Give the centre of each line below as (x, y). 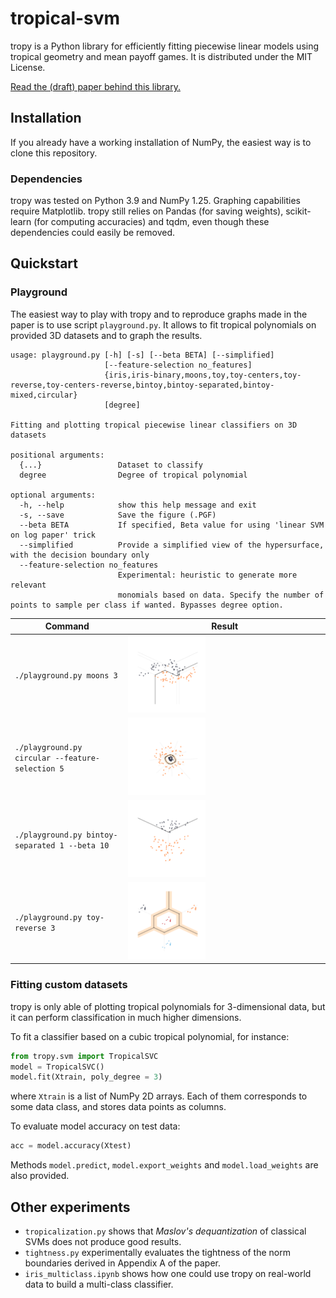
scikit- (298, 211)
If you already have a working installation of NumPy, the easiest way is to (161, 142)
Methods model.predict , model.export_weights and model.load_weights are (164, 1165)
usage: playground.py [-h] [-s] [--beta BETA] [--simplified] (142, 355)
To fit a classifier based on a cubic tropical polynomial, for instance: (150, 1036)
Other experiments (70, 1207)
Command (67, 626)
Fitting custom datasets (69, 985)
